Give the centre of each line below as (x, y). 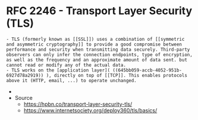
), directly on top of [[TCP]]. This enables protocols (117, 75)
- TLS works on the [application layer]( (58, 70)
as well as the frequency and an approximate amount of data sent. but (97, 60)
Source (23, 98)
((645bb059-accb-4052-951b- (147, 70)
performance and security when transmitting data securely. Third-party (98, 49)
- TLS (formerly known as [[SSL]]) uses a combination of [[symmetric (95, 39)
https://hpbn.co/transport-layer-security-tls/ (78, 104)
